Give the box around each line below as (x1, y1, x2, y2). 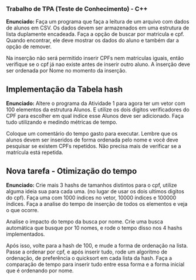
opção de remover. (6, 43, 52, 50)
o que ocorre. (6, 206, 39, 213)
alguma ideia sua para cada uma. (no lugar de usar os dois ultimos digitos (6, 187, 185, 195)
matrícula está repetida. (6, 149, 63, 156)
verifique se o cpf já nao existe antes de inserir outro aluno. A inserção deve (6, 61, 191, 68)
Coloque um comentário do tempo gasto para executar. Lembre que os (6, 130, 178, 137)
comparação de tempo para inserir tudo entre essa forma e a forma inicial (6, 261, 185, 268)
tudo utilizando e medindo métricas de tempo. (6, 118, 117, 126)
